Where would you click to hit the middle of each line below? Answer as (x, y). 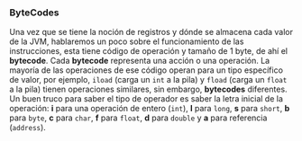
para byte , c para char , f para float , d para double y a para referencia (138, 118)
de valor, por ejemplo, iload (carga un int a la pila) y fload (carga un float (148, 80)
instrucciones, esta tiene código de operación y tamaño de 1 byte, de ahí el (149, 51)
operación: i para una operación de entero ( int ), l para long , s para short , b (150, 109)
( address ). (28, 128)
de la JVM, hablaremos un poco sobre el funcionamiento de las (127, 41)
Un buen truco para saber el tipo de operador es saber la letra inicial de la (146, 99)
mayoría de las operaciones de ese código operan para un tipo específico (146, 70)
